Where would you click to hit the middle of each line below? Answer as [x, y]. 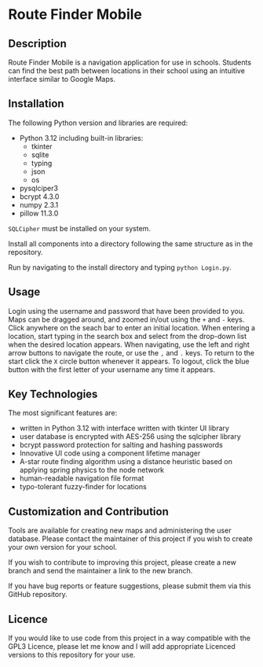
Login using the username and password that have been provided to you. [126, 311]
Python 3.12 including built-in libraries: [81, 138]
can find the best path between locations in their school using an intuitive [127, 71]
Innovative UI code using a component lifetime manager [110, 453]
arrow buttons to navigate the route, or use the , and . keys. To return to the [131, 352]
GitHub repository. [38, 595]
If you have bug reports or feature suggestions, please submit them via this [130, 586]
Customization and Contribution [88, 512]
